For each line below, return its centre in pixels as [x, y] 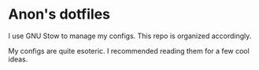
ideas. [18, 59]
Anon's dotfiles [59, 14]
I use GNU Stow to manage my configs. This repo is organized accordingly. [130, 36]
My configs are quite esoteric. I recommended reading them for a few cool [129, 51]
